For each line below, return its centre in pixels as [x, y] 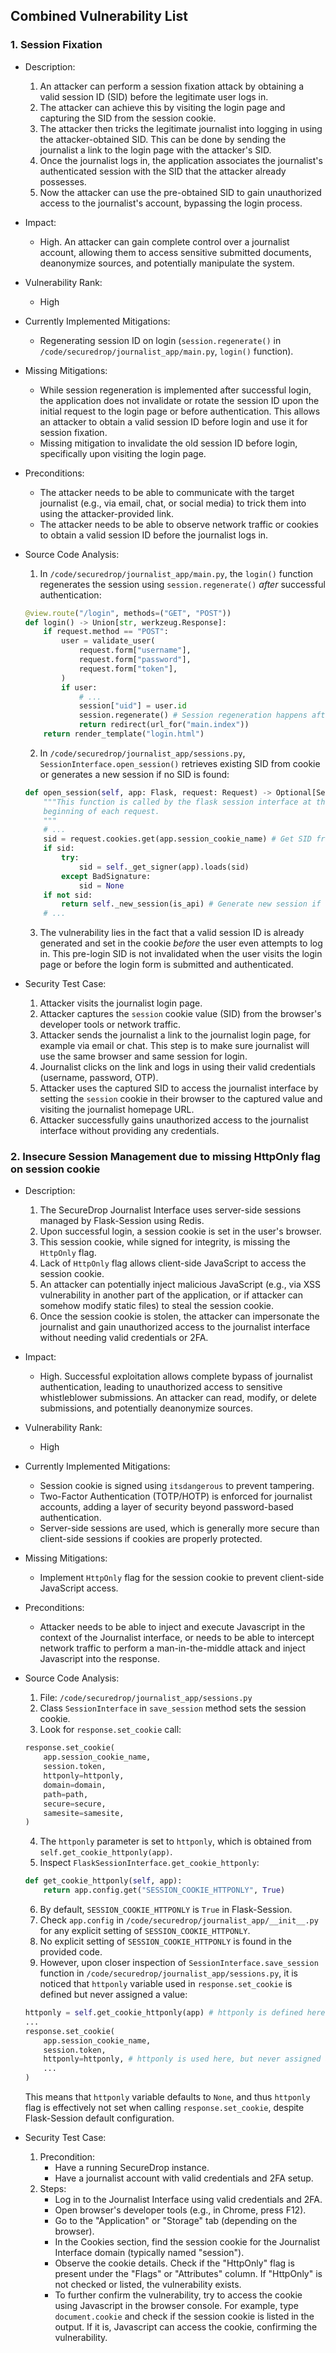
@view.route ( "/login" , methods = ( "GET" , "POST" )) [128, 613]
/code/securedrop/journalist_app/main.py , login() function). [166, 351]
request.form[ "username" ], [135, 650]
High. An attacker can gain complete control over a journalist [164, 241]
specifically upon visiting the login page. [123, 453]
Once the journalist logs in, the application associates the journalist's [181, 160]
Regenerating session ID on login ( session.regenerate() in [160, 340]
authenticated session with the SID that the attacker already [163, 171]
